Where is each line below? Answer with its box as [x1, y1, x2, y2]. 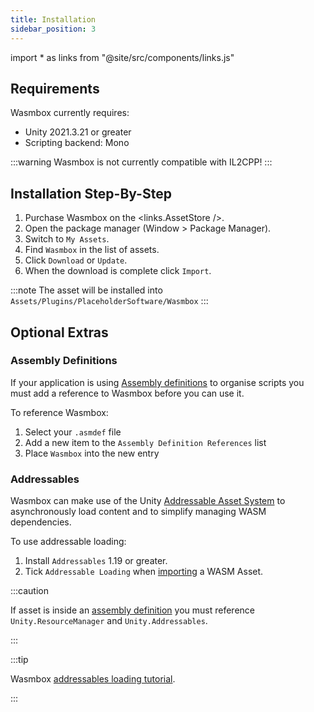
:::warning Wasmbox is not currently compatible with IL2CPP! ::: [10, 156, 273, 168]
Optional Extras [10, 324, 109, 341]
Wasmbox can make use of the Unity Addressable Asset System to [10, 495, 286, 507]
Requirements [10, 80, 100, 97]
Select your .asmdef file [24, 426, 122, 438]
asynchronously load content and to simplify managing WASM [10, 506, 267, 518]
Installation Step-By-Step [10, 185, 172, 202]
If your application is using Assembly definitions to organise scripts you [10, 376, 305, 388]
